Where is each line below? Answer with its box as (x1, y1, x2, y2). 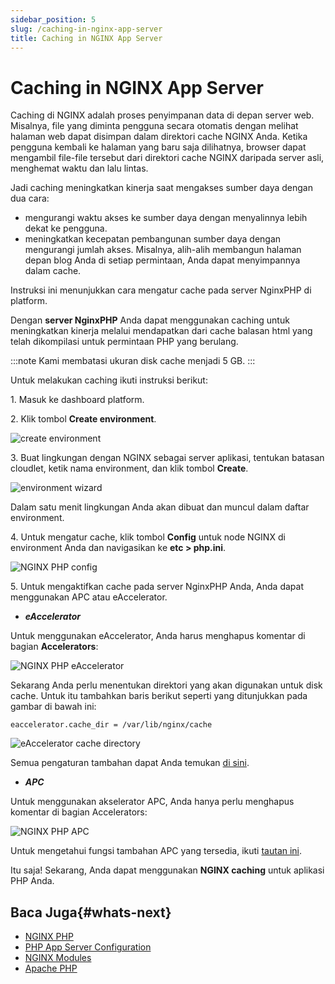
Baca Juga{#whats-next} (10, 904, 172, 921)
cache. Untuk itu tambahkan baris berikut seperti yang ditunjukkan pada (10, 690, 308, 702)
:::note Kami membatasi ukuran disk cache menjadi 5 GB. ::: (10, 355, 256, 367)
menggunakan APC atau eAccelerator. (10, 591, 168, 603)
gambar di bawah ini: (10, 701, 97, 713)
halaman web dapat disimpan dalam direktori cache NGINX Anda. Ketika (10, 131, 308, 143)
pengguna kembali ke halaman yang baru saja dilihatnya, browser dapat (10, 141, 307, 153)
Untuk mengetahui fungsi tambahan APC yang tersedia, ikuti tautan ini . (10, 845, 303, 857)
